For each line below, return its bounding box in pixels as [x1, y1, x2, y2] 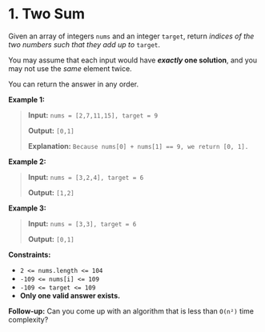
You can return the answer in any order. [8, 79, 139, 89]
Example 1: [8, 94, 46, 104]
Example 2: [8, 157, 46, 166]
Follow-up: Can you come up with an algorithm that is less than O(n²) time [8, 306, 255, 316]
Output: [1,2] [27, 187, 74, 197]
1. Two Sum [8, 5, 86, 23]
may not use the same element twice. [8, 63, 132, 73]
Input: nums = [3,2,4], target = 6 [27, 172, 144, 182]
